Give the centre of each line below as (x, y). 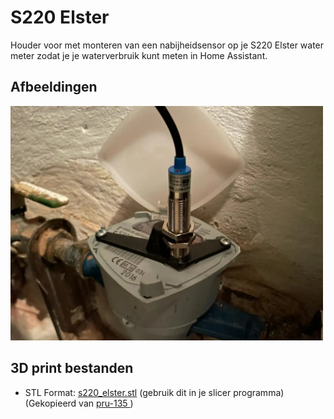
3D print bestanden (72, 368)
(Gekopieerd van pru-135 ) (79, 403)
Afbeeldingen (54, 87)
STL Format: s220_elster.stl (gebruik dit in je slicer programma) (154, 392)
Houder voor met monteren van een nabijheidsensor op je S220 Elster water (167, 45)
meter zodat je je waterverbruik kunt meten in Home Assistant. (139, 55)
